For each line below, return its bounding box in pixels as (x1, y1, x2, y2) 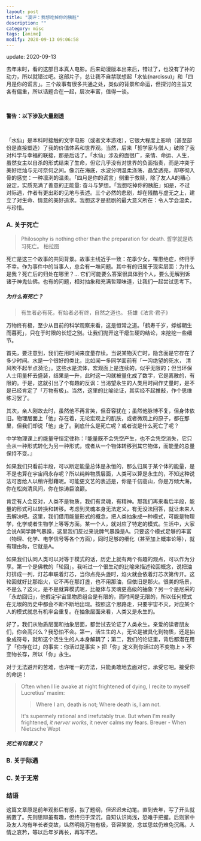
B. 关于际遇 (6, 756, 39, 765)
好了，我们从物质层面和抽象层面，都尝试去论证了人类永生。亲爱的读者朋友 (6, 621, 190, 628)
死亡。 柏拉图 (26, 243, 60, 250)
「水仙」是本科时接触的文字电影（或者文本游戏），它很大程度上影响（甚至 (6, 137, 187, 144)
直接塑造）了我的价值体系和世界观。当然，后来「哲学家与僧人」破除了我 (16, 144, 195, 151)
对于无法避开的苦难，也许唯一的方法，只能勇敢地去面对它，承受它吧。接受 (6, 664, 190, 671)
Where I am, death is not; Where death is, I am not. (35, 701, 162, 708)
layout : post (6, 8, 39, 15)
